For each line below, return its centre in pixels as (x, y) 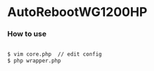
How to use (27, 34)
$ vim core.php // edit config (54, 54)
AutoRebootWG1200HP (77, 12)
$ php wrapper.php (34, 61)
